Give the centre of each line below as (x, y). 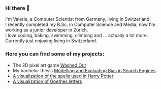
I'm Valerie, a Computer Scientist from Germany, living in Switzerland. (78, 19)
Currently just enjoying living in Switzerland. (51, 41)
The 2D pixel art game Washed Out (49, 65)
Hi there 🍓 (18, 8)
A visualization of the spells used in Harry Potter (63, 76)
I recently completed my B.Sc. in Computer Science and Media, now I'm (80, 24)
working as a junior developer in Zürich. (47, 30)
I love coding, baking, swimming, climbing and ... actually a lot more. (77, 36)
